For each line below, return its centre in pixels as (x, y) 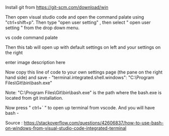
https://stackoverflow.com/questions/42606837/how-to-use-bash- (94, 123)
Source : (14, 123)
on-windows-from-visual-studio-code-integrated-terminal (66, 128)
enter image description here (35, 62)
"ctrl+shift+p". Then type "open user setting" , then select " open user (78, 22)
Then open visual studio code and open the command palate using (75, 17)
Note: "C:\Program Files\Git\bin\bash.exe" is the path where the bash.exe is (83, 92)
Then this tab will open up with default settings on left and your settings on (83, 47)
